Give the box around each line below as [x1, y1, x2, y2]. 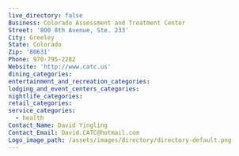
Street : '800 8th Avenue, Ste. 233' [8, 26, 129, 34]
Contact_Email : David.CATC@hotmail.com [8, 128, 140, 136]
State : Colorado [8, 41, 62, 49]
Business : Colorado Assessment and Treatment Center [8, 19, 186, 27]
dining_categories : [8, 70, 73, 78]
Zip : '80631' [8, 48, 51, 56]
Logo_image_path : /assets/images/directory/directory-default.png [8, 136, 232, 144]
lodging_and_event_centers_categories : [8, 84, 140, 93]
